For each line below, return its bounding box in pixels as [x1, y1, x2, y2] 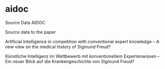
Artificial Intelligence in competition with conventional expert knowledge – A [5, 38, 160, 45]
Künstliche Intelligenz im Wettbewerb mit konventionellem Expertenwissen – [5, 53, 160, 59]
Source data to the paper [5, 29, 56, 35]
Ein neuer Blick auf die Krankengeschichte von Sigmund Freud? [5, 58, 134, 64]
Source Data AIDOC [5, 20, 45, 25]
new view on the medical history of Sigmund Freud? [5, 44, 111, 49]
